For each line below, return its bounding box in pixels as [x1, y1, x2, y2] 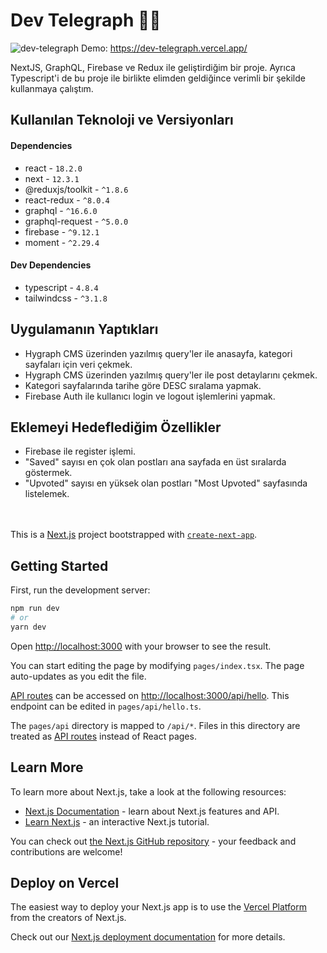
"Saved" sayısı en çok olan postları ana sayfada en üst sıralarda [24, 456, 287, 468]
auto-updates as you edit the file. [10, 670, 147, 682]
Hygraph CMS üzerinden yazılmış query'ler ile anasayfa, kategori [24, 347, 293, 359]
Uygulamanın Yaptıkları [10, 321, 159, 338]
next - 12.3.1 [24, 172, 80, 184]
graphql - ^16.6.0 [24, 204, 98, 216]
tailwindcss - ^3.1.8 [24, 292, 108, 304]
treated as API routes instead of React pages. [10, 730, 197, 742]
